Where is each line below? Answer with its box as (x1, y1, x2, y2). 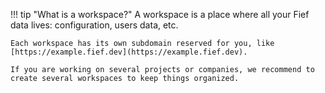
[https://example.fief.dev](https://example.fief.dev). (10, 47, 248, 57)
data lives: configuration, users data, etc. (10, 19, 179, 31)
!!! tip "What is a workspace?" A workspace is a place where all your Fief (10, 9, 310, 20)
